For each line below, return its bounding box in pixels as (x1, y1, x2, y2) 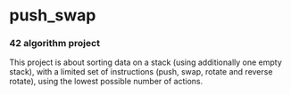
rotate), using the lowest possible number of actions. (9, 76, 204, 87)
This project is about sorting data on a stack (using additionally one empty (9, 57, 283, 67)
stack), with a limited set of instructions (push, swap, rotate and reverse (9, 67, 273, 77)
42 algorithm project (9, 37, 101, 50)
